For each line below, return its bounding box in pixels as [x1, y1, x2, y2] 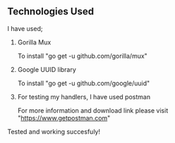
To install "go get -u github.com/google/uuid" [17, 79, 150, 87]
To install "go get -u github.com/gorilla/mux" [17, 51, 148, 60]
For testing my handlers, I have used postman [17, 92, 150, 101]
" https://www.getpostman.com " [17, 113, 111, 122]
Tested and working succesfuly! [7, 127, 101, 136]
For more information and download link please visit [17, 106, 169, 115]
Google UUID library [17, 65, 76, 73]
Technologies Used [7, 6, 94, 18]
